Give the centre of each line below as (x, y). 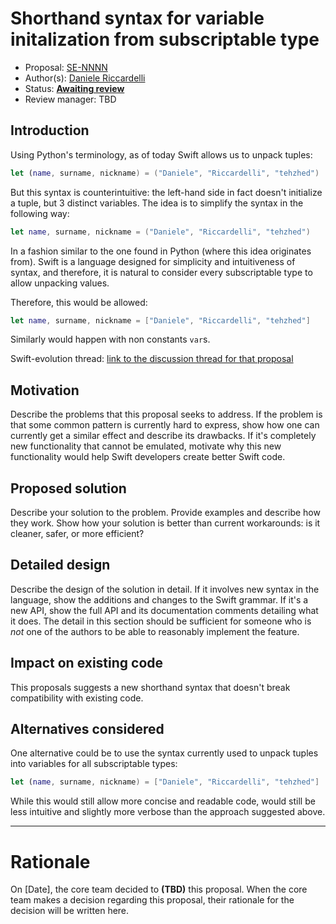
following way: (40, 213)
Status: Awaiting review (74, 88)
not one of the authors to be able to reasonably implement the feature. (155, 631)
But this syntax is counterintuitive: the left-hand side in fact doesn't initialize (166, 192)
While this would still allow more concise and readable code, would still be (163, 801)
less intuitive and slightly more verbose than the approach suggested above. (168, 812)
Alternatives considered (87, 729)
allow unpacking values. (60, 283)
